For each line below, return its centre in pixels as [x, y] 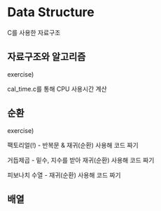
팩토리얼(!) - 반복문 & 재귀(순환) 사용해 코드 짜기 [73, 145]
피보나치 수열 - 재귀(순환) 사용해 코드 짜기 [64, 175]
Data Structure [51, 12]
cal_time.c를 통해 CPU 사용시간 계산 [57, 89]
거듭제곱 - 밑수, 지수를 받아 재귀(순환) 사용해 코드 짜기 [81, 160]
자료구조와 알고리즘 [47, 57]
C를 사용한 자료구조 [34, 32]
